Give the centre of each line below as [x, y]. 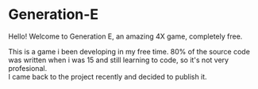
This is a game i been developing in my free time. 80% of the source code [129, 51]
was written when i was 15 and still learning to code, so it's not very [118, 60]
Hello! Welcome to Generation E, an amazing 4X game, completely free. [125, 36]
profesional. [28, 68]
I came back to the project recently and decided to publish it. [108, 76]
